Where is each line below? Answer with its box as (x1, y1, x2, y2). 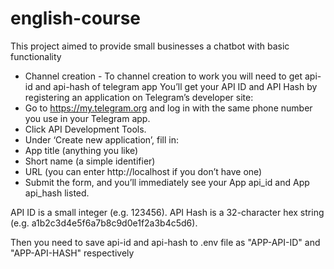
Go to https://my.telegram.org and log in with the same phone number (24, 102, 313, 114)
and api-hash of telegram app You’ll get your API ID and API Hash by (34, 80, 318, 92)
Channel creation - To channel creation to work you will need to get (24, 70, 303, 82)
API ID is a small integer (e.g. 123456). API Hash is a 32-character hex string (10, 206, 325, 218)
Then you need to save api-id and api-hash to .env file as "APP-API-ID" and (10, 236, 321, 248)
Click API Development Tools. (24, 123, 147, 135)
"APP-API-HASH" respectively (10, 247, 135, 259)
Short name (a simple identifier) (24, 155, 156, 167)
